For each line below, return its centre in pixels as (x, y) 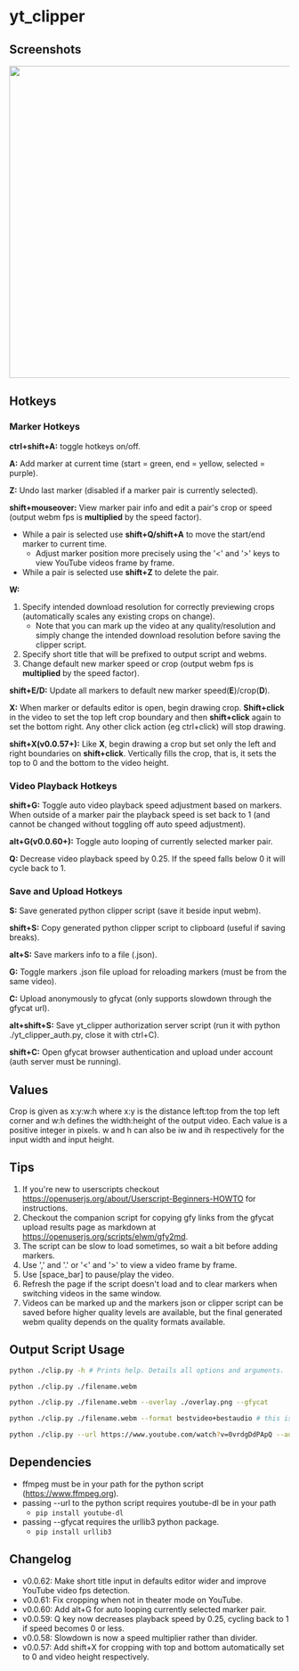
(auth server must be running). (65, 1062)
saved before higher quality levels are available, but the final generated (152, 1312)
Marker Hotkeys (44, 427)
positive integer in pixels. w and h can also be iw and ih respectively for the (147, 1131)
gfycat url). (30, 1008)
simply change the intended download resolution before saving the (158, 635)
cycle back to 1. (38, 868)
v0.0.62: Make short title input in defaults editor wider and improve (144, 1581)
